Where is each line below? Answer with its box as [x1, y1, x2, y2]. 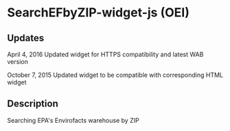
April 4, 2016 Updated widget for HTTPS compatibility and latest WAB [7, 50, 204, 58]
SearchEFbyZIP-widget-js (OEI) [7, 5, 190, 21]
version [7, 58, 29, 66]
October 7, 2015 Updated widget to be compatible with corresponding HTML [7, 71, 223, 79]
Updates [7, 32, 45, 44]
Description [7, 98, 58, 110]
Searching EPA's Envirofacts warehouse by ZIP [7, 116, 139, 124]
